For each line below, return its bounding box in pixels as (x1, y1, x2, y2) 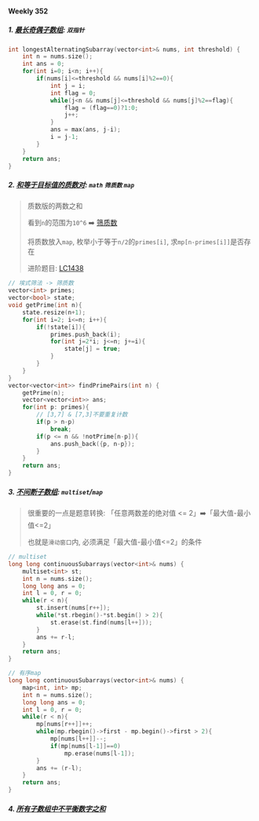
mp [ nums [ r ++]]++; (36, 721, 93, 728)
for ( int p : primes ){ (22, 403, 89, 411)
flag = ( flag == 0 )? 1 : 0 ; (64, 104, 139, 111)
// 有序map (8, 670, 42, 677)
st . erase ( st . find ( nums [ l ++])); (49, 618, 153, 626)
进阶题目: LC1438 (27, 264, 84, 273)
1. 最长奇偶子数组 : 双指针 (8, 25, 85, 35)
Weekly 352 (8, 6, 49, 16)
